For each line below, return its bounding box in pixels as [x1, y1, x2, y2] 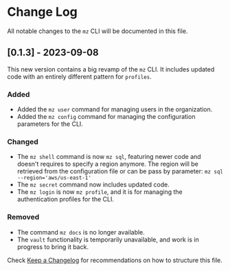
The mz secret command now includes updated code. [16, 180, 170, 189]
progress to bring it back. [16, 242, 89, 251]
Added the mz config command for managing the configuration [16, 113, 196, 121]
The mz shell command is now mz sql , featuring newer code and [16, 153, 201, 161]
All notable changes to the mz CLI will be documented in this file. [7, 27, 188, 35]
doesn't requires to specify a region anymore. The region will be [16, 160, 199, 169]
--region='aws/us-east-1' [16, 175, 91, 182]
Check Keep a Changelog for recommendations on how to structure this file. [7, 256, 223, 264]
